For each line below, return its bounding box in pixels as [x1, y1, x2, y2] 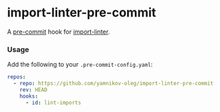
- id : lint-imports [25, 99, 81, 106]
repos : [7, 74, 26, 80]
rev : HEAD [19, 86, 48, 93]
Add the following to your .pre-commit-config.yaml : [7, 60, 153, 69]
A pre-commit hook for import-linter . [7, 27, 110, 36]
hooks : [19, 93, 38, 100]
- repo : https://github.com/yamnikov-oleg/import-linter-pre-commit [13, 80, 214, 87]
